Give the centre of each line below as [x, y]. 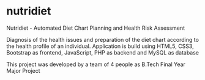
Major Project [24, 70]
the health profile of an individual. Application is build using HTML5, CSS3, [100, 46]
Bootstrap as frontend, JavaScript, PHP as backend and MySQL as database [103, 52]
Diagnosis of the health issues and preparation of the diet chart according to [102, 39]
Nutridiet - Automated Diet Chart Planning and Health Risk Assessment [96, 28]
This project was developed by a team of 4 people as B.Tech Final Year [96, 64]
